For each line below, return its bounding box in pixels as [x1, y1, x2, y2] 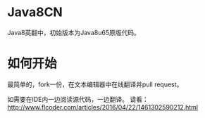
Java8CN [7, 4, 63, 20]
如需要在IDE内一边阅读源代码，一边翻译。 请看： [7, 95, 149, 103]
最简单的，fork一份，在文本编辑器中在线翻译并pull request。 [7, 80, 183, 88]
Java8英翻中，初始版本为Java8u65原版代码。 [7, 28, 141, 37]
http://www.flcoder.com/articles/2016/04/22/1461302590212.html [7, 103, 199, 111]
